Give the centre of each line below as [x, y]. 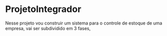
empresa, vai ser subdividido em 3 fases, [48, 28]
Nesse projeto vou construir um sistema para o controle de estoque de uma [84, 23]
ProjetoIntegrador [43, 9]
